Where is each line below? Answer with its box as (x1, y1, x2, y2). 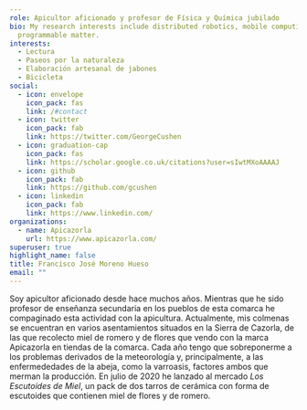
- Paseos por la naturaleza (17, 56, 125, 65)
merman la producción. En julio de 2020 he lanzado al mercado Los (9, 371, 264, 382)
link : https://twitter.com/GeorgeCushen (26, 132, 182, 142)
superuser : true (9, 243, 71, 252)
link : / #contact (26, 107, 89, 116)
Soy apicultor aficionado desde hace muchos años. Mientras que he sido (9, 293, 284, 304)
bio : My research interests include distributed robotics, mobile (9, 22, 268, 31)
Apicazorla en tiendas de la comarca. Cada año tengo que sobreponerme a (9, 342, 292, 352)
